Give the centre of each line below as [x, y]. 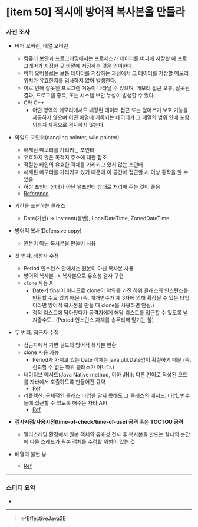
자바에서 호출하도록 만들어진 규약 [68, 382]
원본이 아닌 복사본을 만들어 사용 [60, 243]
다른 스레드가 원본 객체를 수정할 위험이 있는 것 [82, 442]
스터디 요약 [21, 488]
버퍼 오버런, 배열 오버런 [42, 46]
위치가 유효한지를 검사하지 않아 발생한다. [70, 81]
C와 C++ [34, 103]
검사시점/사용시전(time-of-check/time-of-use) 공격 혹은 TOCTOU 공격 [99, 422]
